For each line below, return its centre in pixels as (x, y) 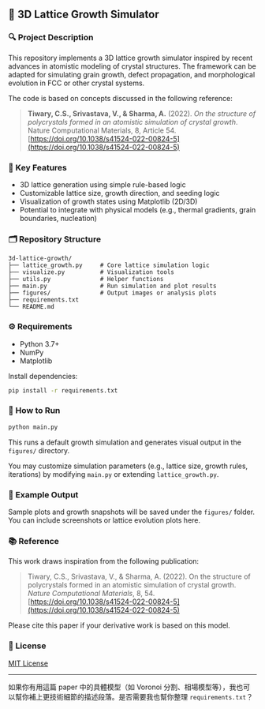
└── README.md (32, 307)
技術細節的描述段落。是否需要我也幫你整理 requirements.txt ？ (151, 696)
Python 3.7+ (39, 343)
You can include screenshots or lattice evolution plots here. (105, 520)
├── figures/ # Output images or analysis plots (112, 293)
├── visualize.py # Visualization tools (91, 272)
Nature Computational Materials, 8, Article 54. (102, 130)
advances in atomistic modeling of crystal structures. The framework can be (132, 66)
